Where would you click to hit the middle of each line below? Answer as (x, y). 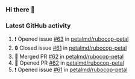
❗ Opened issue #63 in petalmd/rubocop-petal (71, 39)
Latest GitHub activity (38, 25)
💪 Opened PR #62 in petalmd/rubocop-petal (69, 63)
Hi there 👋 (20, 10)
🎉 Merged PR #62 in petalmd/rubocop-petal (69, 57)
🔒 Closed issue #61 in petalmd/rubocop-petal (71, 48)
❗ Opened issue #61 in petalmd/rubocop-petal (71, 70)
